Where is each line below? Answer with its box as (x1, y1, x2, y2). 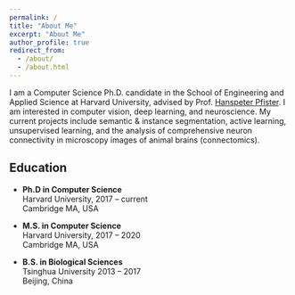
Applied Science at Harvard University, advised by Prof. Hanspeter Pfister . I (9, 96, 286, 107)
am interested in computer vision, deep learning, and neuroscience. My (9, 106, 272, 117)
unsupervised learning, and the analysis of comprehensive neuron (9, 125, 252, 135)
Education (9, 160, 68, 176)
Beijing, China (21, 275, 74, 286)
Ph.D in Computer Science (21, 184, 122, 194)
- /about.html (17, 63, 70, 72)
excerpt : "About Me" (9, 29, 86, 38)
